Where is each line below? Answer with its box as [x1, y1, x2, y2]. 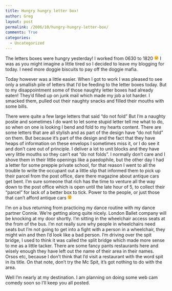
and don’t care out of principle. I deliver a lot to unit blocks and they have [5, 146, 160, 152]
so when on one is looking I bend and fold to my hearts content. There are [5, 124, 161, 130]
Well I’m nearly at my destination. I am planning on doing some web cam [5, 274, 158, 280]
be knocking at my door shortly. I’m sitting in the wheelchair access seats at [5, 215, 165, 221]
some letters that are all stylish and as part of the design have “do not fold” [5, 129, 163, 136]
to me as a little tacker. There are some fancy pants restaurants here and [5, 242, 159, 249]
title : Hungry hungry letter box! [5, 8, 79, 13]
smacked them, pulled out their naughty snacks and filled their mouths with [5, 98, 164, 104]
